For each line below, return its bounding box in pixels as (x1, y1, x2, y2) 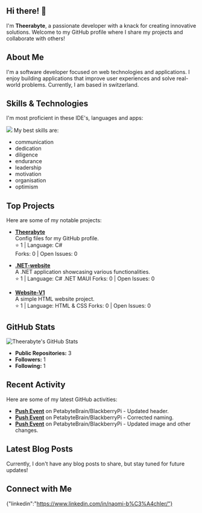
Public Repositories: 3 (14, 350, 72, 357)
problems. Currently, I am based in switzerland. (21, 81, 139, 88)
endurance (14, 158, 42, 165)
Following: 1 (14, 362, 46, 370)
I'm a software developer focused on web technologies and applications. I (6, 68, 190, 75)
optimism (14, 183, 39, 190)
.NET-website (14, 262, 51, 269)
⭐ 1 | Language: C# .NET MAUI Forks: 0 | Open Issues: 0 (14, 275, 155, 282)
